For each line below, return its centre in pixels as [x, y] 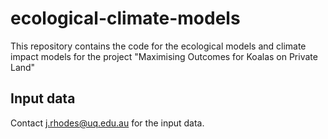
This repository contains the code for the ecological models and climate [158, 46]
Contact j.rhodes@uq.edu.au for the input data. [107, 123]
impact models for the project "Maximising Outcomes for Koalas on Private [164, 56]
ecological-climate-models [125, 18]
